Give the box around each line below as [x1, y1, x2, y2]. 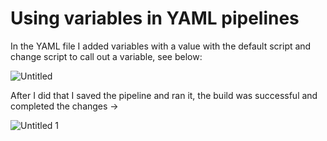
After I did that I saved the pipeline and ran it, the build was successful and [10, 89, 318, 101]
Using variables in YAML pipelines [10, 7, 300, 30]
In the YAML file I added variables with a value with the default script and [10, 40, 312, 52]
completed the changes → [10, 100, 119, 112]
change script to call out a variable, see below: [10, 50, 203, 62]
